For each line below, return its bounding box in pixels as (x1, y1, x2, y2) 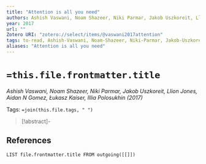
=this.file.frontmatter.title (6, 70, 161, 81)
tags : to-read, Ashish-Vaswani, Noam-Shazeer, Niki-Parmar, (6, 37, 164, 43)
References (6, 135, 51, 146)
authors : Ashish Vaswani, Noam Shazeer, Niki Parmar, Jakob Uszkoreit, (6, 15, 193, 21)
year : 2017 (6, 20, 34, 26)
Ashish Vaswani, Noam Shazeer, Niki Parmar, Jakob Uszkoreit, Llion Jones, (6, 87, 198, 95)
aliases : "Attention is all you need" (6, 43, 105, 50)
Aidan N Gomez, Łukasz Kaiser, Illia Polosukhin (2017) (6, 94, 143, 101)
